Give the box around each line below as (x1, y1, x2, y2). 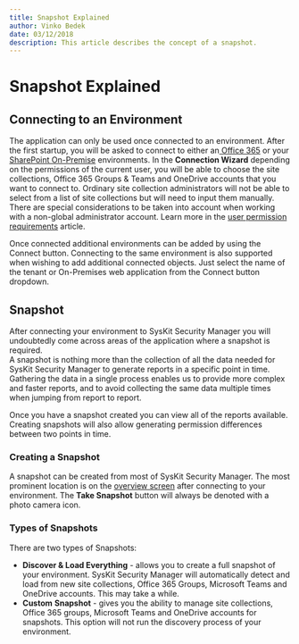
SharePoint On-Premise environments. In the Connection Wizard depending (9, 155, 290, 165)
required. (9, 345, 43, 355)
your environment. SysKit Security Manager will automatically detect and (21, 569, 290, 580)
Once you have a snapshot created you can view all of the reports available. (9, 410, 288, 421)
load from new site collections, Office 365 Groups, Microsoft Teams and (21, 578, 287, 590)
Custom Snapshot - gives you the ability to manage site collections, (21, 598, 274, 608)
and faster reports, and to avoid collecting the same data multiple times (9, 383, 271, 394)
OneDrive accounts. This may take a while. (21, 588, 180, 598)
